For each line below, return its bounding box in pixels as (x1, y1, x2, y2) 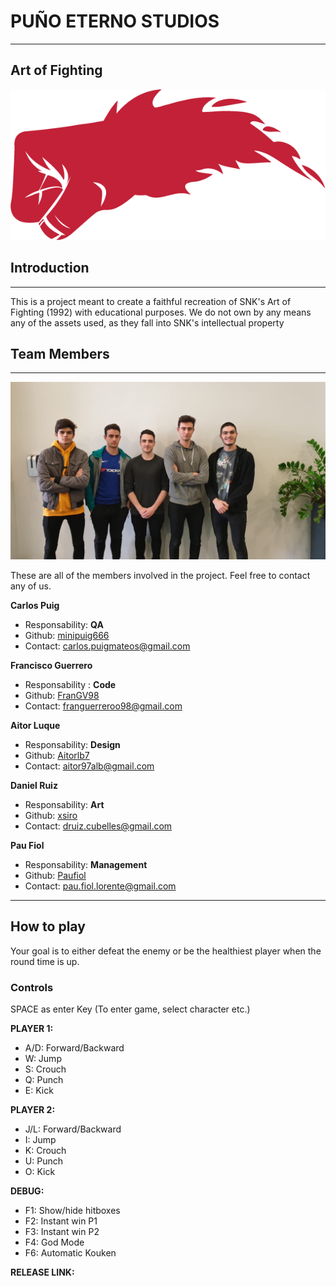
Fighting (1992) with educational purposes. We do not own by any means (10, 306, 312, 318)
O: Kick (24, 1166, 56, 1178)
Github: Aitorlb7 (24, 749, 90, 761)
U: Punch (24, 1155, 63, 1167)
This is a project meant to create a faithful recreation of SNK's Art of (10, 295, 292, 307)
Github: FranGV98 (24, 689, 100, 701)
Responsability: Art (24, 798, 105, 810)
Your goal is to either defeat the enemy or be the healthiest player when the (10, 945, 322, 957)
